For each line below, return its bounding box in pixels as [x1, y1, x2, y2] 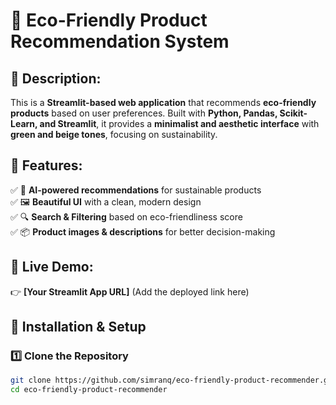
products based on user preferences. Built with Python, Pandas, [10, 107, 278, 119]
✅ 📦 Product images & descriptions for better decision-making [10, 225, 276, 238]
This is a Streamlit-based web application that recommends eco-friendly [10, 97, 317, 108]
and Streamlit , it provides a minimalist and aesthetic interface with [39, 118, 320, 129]
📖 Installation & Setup [10, 319, 147, 336]
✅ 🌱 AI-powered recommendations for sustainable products [10, 184, 262, 196]
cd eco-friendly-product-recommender [10, 385, 168, 395]
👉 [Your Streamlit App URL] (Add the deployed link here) [10, 285, 250, 298]
